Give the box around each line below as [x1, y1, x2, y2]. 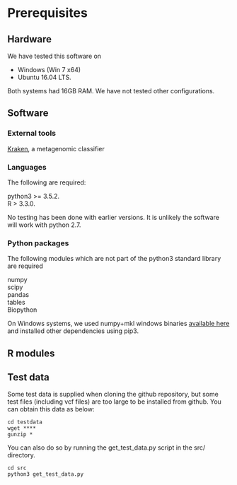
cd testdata [7, 419, 42, 426]
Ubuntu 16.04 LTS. [17, 73, 72, 81]
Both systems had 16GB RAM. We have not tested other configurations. [7, 87, 215, 95]
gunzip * [7, 431, 33, 438]
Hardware [7, 33, 52, 45]
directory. [7, 451, 35, 460]
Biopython [7, 305, 37, 314]
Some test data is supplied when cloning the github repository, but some [7, 390, 219, 399]
